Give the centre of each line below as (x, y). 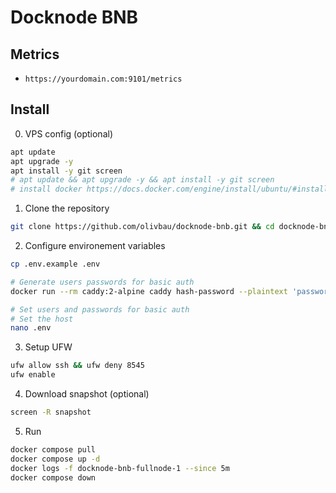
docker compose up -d (55, 459)
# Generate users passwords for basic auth (102, 282)
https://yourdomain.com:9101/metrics (103, 79)
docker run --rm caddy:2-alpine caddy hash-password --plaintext (149, 291)
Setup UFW (48, 347)
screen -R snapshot (51, 412)
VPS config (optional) (68, 133)
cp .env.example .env (55, 264)
